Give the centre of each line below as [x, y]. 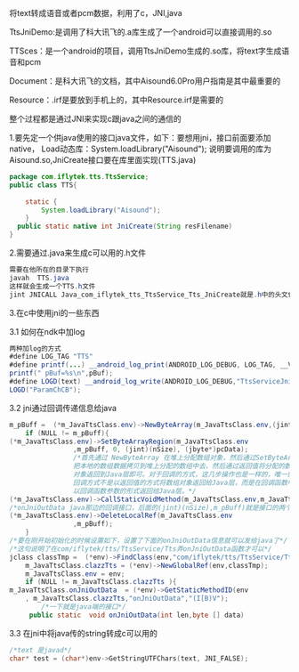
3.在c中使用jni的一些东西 [54, 312]
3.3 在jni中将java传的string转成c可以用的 [83, 633]
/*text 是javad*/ [41, 650]
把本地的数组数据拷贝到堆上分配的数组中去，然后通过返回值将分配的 [179, 466]
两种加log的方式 [35, 348]
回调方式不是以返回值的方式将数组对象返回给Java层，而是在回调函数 [180, 482]
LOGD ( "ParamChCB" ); [45, 390]
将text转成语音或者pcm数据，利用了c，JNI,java [96, 13]
